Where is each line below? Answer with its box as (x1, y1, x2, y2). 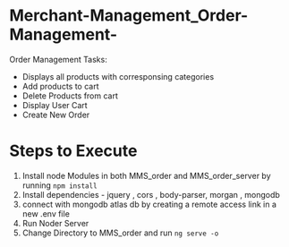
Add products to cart (21, 81, 100, 91)
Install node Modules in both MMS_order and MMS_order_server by (21, 170, 271, 181)
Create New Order (21, 109, 90, 120)
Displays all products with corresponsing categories (21, 71, 215, 81)
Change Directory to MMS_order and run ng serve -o (21, 227, 219, 238)
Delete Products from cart (21, 90, 119, 101)
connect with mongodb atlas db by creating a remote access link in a (21, 199, 277, 209)
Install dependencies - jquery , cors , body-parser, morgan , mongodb (21, 189, 280, 200)
